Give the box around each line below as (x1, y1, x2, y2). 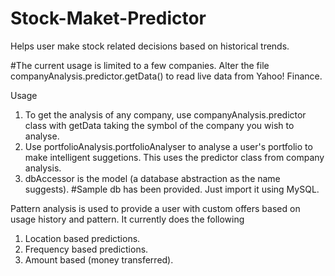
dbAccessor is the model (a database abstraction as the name (24, 172, 281, 184)
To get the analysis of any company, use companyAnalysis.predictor (24, 108, 307, 121)
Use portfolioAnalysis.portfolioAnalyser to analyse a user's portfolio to (24, 140, 313, 152)
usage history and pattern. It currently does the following (10, 213, 245, 225)
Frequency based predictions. (24, 243, 149, 255)
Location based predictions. (24, 232, 141, 244)
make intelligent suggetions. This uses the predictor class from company (24, 151, 325, 163)
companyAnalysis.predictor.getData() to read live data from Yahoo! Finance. (10, 70, 323, 82)
